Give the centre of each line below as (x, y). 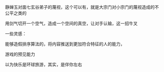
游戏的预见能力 (20, 54)
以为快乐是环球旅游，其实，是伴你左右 (43, 65)
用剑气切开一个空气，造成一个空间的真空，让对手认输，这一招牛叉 (71, 23)
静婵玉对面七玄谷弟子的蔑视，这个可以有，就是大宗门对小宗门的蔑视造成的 (80, 7)
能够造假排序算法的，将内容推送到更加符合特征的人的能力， (65, 44)
